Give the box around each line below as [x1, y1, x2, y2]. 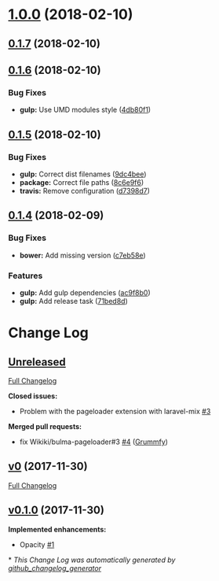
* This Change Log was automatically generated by [8, 555, 176, 564]
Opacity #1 [19, 539, 55, 549]
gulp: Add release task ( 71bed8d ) [19, 296, 128, 305]
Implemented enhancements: [8, 524, 107, 534]
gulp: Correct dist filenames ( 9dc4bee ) [19, 169, 147, 179]
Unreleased [8, 355, 67, 368]
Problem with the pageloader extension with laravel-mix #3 [19, 406, 211, 416]
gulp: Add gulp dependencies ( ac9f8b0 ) [19, 287, 151, 297]
